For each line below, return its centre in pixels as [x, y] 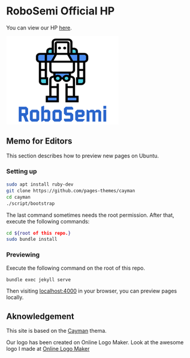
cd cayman [19, 197]
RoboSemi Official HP [61, 11]
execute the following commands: [48, 221]
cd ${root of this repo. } [38, 233]
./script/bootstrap [31, 203]
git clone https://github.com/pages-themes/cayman [71, 190]
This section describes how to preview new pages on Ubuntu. [83, 156]
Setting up [22, 171]
